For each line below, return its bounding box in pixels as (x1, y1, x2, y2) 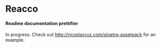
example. (5, 37, 25, 43)
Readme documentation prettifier (5, 20, 78, 26)
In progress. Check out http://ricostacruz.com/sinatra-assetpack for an (5, 32, 156, 38)
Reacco (5, 3, 39, 15)
